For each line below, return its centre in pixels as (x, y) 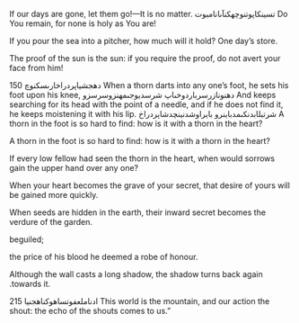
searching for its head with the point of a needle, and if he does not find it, (146, 104)
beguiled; (27, 239)
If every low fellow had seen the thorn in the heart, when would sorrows (142, 158)
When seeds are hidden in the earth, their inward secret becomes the (138, 212)
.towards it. (30, 284)
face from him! (36, 68)
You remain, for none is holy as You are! (83, 23)
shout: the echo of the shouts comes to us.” (90, 311)
